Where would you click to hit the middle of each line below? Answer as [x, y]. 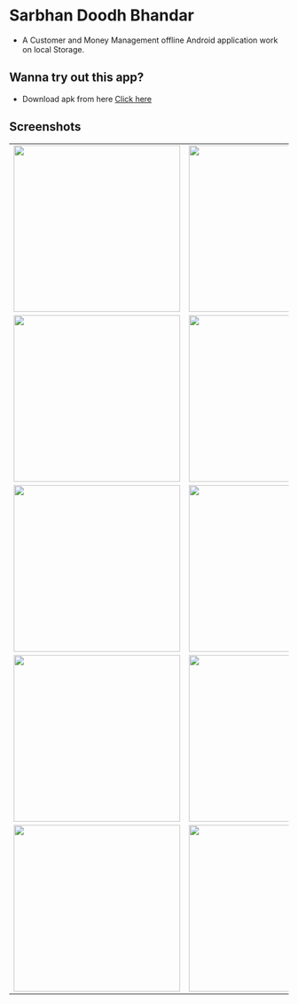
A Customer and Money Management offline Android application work [150, 40]
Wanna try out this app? [77, 78]
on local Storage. [53, 49]
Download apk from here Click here [87, 99]
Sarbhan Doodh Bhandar [102, 16]
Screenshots [45, 127]
